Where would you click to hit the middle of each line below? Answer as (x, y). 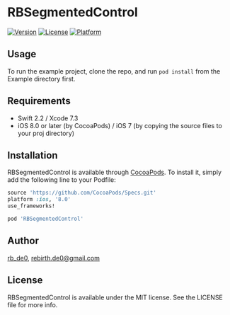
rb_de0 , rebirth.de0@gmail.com (54, 258)
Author (23, 241)
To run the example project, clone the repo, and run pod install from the (114, 71)
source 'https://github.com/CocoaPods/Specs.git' (82, 193)
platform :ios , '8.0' (39, 200)
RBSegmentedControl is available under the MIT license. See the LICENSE (115, 297)
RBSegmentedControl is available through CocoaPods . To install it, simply (114, 172)
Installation (33, 155)
